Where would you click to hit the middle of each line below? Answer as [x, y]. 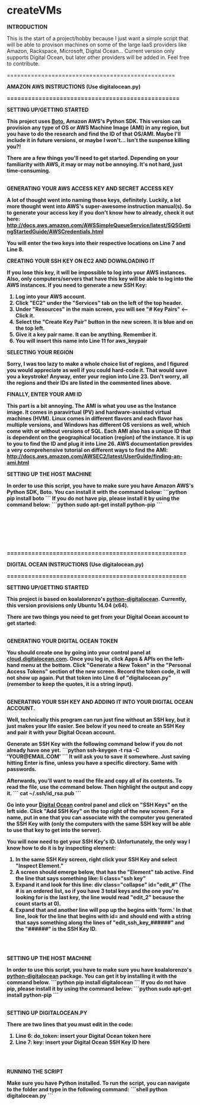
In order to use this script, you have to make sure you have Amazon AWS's [100, 486]
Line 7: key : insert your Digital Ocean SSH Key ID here [82, 1042]
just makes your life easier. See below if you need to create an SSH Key [96, 726]
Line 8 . [15, 249]
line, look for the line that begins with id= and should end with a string [103, 916]
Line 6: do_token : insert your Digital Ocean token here [83, 1035]
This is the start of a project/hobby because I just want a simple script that [98, 38]
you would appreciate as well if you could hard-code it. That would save [97, 370]
